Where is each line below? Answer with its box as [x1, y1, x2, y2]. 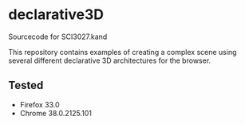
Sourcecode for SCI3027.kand [8, 32, 108, 41]
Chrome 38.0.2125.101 [19, 108, 93, 118]
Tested [8, 79, 44, 92]
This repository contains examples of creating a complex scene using [8, 47, 237, 56]
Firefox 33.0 [19, 99, 60, 109]
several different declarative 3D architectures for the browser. [8, 56, 211, 65]
